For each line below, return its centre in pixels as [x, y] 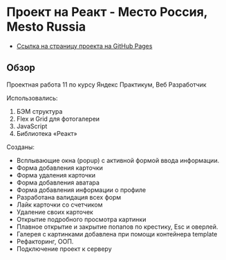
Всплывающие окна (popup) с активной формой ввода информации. [118, 160]
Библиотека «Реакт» [47, 133]
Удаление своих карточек [55, 211]
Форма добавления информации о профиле [81, 190]
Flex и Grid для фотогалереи [58, 119]
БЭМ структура [39, 111]
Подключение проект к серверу [64, 249]
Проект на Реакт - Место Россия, [107, 12]
